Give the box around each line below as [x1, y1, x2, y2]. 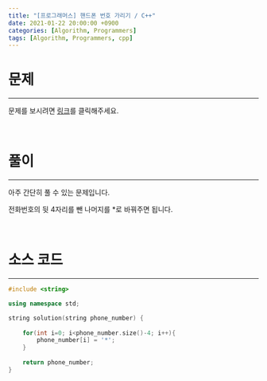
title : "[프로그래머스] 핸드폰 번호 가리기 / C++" [8, 11, 157, 20]
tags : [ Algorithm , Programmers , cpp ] [8, 33, 133, 42]
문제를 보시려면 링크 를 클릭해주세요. [8, 106, 119, 116]
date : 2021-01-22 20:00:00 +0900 [8, 19, 119, 27]
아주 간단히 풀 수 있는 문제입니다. [8, 188, 110, 198]
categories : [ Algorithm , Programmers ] [8, 26, 137, 34]
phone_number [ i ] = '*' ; [37, 336, 115, 344]
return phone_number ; [22, 359, 94, 367]
